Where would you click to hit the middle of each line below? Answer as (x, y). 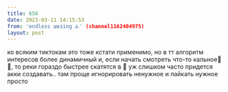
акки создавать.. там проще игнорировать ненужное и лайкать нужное (113, 74)
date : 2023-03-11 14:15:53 (46, 20)
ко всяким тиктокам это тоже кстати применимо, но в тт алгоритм (105, 52)
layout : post (26, 33)
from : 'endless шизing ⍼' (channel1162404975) (76, 26)
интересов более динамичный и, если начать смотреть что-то (100, 60)
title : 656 (23, 13)
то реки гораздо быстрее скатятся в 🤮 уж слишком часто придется (114, 67)
